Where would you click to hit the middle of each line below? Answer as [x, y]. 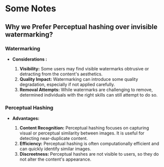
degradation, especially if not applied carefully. [67, 84]
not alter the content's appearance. [55, 159]
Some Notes [31, 9]
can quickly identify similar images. [55, 149]
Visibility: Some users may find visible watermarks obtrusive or [84, 68]
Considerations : [30, 59]
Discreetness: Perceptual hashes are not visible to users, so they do [89, 154]
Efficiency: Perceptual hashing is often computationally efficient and [89, 144]
